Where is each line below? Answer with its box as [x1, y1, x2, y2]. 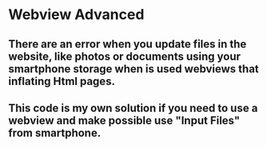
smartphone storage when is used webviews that [8, 62, 260, 75]
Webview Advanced [8, 6, 145, 24]
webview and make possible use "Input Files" [8, 114, 241, 127]
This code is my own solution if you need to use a [8, 101, 258, 114]
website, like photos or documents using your [8, 49, 241, 63]
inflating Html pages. [8, 74, 116, 88]
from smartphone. [8, 126, 102, 140]
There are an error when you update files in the [8, 37, 247, 51]
